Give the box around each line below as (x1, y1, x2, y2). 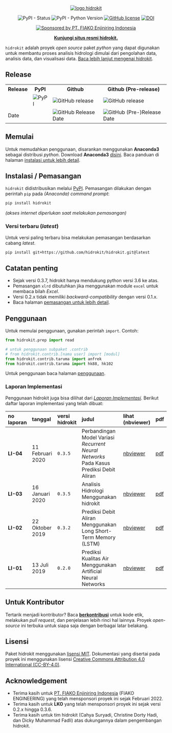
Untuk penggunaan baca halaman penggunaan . (5, 370, 106, 376)
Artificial (81, 568, 102, 575)
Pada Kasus (81, 459, 111, 467)
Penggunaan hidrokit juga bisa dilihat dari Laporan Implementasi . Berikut (5, 394, 159, 401)
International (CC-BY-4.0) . (5, 662, 61, 668)
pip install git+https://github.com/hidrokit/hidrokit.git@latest (5, 249, 150, 255)
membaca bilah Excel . (12, 288, 59, 295)
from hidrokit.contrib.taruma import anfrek (5, 356, 102, 362)
